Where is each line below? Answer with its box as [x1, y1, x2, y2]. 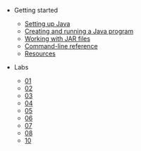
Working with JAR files [24, 34, 90, 43]
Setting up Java [24, 20, 70, 27]
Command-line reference [24, 42, 98, 50]
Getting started [13, 6, 59, 14]
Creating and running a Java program [24, 27, 134, 35]
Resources [24, 49, 56, 58]
